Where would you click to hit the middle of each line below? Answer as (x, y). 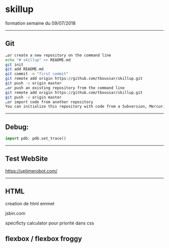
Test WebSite (27, 159)
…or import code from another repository (49, 102)
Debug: (17, 127)
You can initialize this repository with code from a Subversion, (76, 106)
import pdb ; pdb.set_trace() (36, 139)
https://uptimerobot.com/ (31, 171)
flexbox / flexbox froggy (44, 239)
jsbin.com (15, 213)
